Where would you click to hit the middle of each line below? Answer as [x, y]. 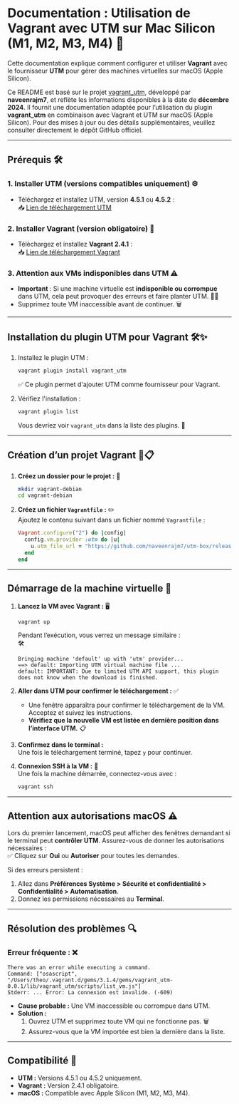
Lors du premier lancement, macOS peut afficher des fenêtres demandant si [119, 833]
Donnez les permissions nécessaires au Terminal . [91, 899]
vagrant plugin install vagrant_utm [72, 371]
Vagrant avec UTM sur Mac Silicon [111, 28]
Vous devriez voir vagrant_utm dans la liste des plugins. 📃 [101, 425]
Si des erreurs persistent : [45, 870]
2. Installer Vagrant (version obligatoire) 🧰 [81, 228]
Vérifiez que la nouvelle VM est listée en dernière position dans [123, 721]
